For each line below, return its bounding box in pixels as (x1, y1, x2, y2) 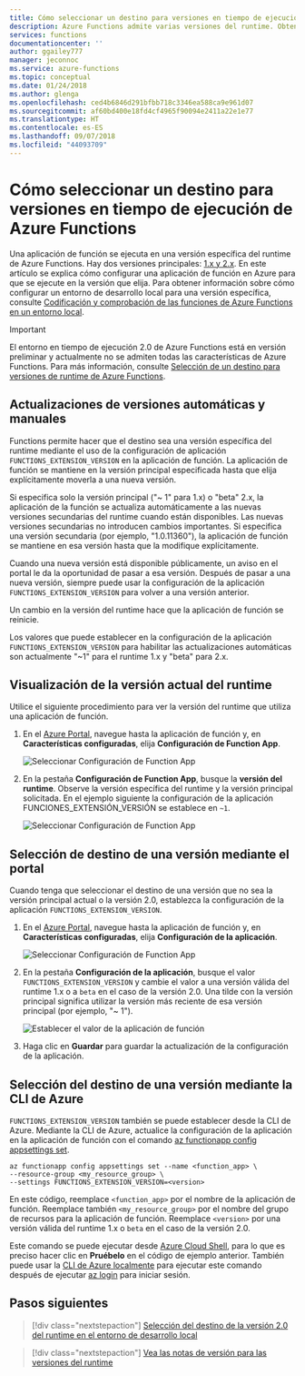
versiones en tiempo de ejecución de (9, 198, 293, 219)
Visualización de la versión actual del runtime (9, 677, 272, 693)
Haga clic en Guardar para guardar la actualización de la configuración (22, 1041, 289, 1052)
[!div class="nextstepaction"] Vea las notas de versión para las (31, 1347, 268, 1358)
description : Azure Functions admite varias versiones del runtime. (9, 22, 274, 31)
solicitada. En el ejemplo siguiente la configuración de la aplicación (22, 793, 274, 804)
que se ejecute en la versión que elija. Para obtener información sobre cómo (9, 277, 295, 288)
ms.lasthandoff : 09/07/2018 (9, 132, 116, 141)
